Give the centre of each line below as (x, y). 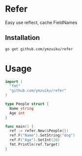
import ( (14, 81)
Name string (22, 108)
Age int (17, 113)
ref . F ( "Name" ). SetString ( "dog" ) (42, 136)
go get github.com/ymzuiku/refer (39, 49)
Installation (22, 38)
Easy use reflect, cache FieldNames (41, 22)
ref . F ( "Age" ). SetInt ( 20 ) (35, 140)
